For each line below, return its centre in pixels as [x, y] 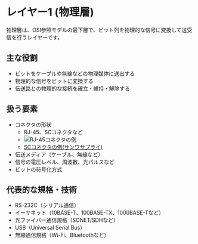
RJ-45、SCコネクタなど [53, 132]
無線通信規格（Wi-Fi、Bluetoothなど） [62, 235]
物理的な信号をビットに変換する [54, 81]
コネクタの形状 [33, 124]
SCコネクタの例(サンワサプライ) [63, 147]
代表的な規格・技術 [41, 189]
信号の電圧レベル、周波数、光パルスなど [64, 162]
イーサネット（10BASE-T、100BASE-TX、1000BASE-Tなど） [89, 213]
